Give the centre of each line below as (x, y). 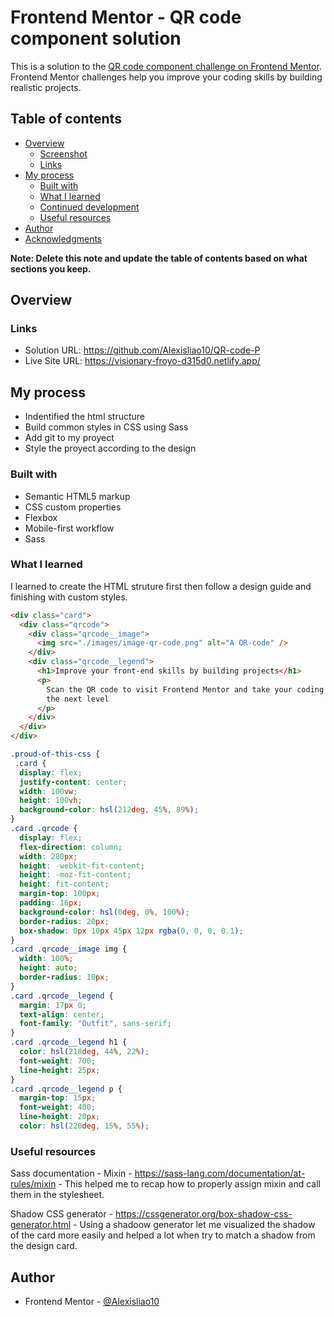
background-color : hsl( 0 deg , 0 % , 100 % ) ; (104, 912)
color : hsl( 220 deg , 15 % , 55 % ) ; (84, 1126)
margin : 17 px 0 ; (53, 1005)
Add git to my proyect (69, 438)
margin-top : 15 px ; (58, 1098)
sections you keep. (51, 268)
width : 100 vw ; (48, 791)
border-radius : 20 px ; (64, 921)
